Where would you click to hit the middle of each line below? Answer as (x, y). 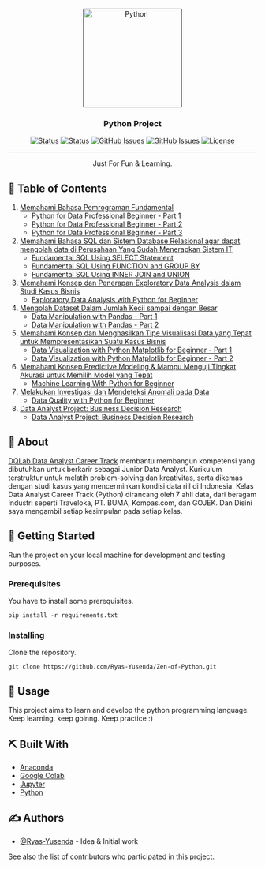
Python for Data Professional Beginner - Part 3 (107, 233)
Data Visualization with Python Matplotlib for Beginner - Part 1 (132, 350)
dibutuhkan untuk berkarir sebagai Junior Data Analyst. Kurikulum (115, 469)
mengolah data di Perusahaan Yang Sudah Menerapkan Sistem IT (126, 249)
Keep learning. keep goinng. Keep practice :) (81, 718)
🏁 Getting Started (52, 536)
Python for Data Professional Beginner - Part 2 (107, 224)
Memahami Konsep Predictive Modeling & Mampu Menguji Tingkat (128, 367)
